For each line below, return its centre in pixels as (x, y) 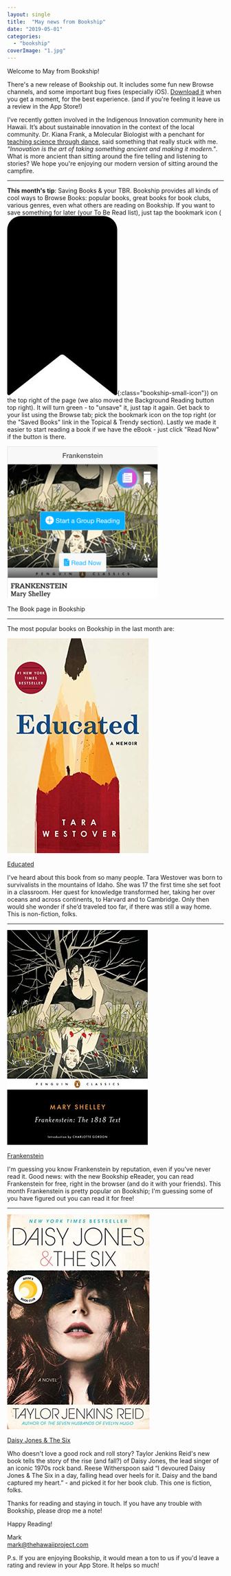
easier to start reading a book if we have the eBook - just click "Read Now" (113, 429)
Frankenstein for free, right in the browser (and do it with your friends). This (114, 1184)
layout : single (29, 14)
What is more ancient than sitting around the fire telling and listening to (107, 156)
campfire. (21, 171)
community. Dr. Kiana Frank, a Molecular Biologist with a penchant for (106, 134)
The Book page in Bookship (46, 609)
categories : (24, 36)
